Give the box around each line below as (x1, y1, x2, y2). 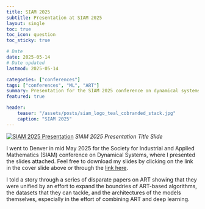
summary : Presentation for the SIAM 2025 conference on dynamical (6, 88, 179, 94)
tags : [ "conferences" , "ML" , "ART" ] (6, 82, 99, 89)
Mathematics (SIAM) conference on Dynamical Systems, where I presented (6, 151, 195, 158)
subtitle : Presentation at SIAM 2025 (6, 15, 103, 21)
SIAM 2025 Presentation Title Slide (75, 133, 163, 140)
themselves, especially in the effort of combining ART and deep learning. (6, 195, 190, 202)
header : (6, 105, 26, 111)
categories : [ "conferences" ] (6, 76, 81, 82)
